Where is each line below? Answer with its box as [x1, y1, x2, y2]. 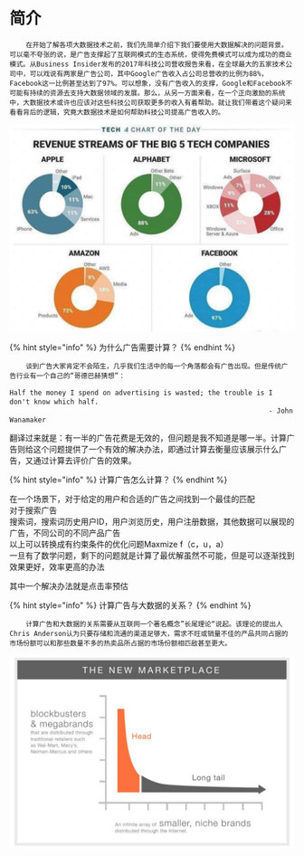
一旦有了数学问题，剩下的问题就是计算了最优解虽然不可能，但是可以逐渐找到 [9, 550, 295, 561]
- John [268, 406, 294, 416]
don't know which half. [9, 397, 100, 407]
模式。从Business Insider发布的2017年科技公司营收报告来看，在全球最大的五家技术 [9, 60, 287, 69]
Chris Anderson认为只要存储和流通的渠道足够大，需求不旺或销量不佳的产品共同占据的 [9, 630, 289, 639]
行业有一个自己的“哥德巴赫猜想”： [15, 372, 126, 381]
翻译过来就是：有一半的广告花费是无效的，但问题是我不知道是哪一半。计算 [9, 433, 287, 443]
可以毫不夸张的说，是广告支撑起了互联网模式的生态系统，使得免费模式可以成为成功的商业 [9, 50, 292, 59]
